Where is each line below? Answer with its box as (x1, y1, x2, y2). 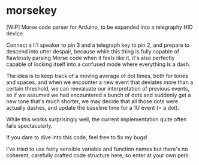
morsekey (6, 4, 58, 17)
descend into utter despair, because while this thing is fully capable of (6, 47, 180, 55)
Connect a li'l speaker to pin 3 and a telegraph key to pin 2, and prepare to (6, 41, 190, 49)
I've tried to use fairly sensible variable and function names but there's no (6, 145, 188, 152)
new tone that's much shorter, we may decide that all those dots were (6, 97, 179, 105)
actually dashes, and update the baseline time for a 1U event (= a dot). (6, 104, 180, 111)
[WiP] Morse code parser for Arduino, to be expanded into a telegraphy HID (6, 23, 193, 31)
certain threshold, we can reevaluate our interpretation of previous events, (6, 85, 190, 92)
